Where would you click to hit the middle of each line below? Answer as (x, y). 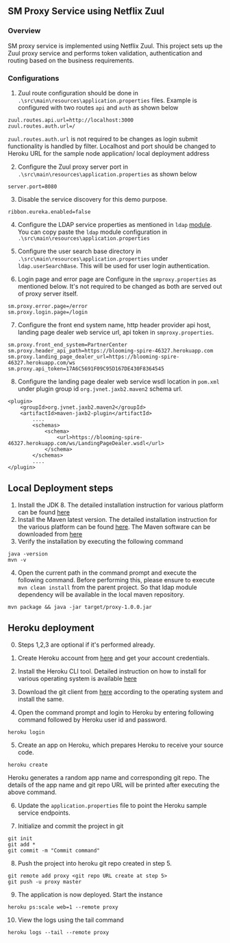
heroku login (26, 732)
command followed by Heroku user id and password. (92, 719)
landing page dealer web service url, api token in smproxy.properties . (116, 332)
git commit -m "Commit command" (54, 850)
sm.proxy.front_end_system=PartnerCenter (68, 345)
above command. (32, 792)
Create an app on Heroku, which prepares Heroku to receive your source (120, 745)
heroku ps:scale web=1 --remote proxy (63, 907)
